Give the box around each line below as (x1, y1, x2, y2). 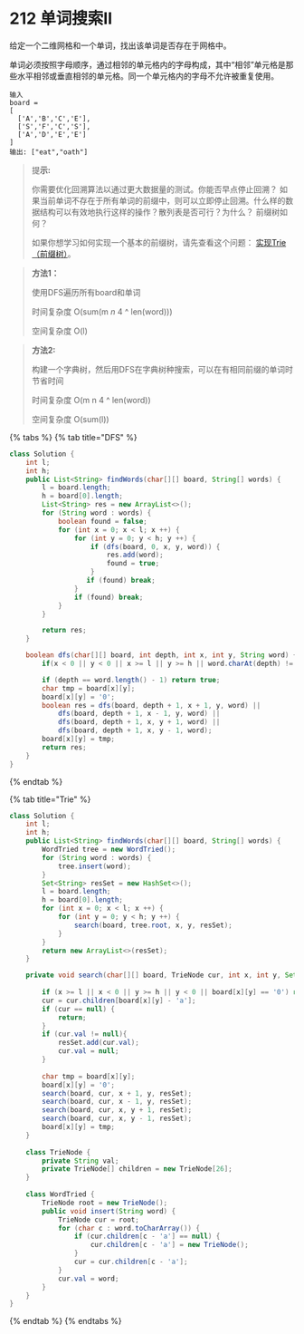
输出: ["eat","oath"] (9, 147, 89, 157)
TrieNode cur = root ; (57, 1215, 140, 1224)
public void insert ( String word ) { (42, 1206, 176, 1215)
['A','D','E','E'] (17, 130, 88, 139)
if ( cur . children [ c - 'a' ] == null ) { (73, 1232, 221, 1242)
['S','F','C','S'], (17, 121, 91, 131)
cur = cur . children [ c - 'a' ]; (73, 1257, 188, 1267)
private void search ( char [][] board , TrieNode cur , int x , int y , (25, 971, 281, 980)
